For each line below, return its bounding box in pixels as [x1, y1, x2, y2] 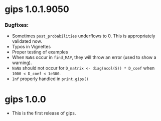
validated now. [12, 38, 42, 44]
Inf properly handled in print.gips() [12, 76, 89, 82]
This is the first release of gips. [12, 110, 76, 116]
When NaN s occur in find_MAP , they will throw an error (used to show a [12, 54, 156, 60]
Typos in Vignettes [12, 44, 51, 50]
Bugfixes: [5, 22, 29, 29]
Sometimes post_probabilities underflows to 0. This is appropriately [12, 33, 155, 39]
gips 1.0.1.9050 [5, 4, 70, 15]
